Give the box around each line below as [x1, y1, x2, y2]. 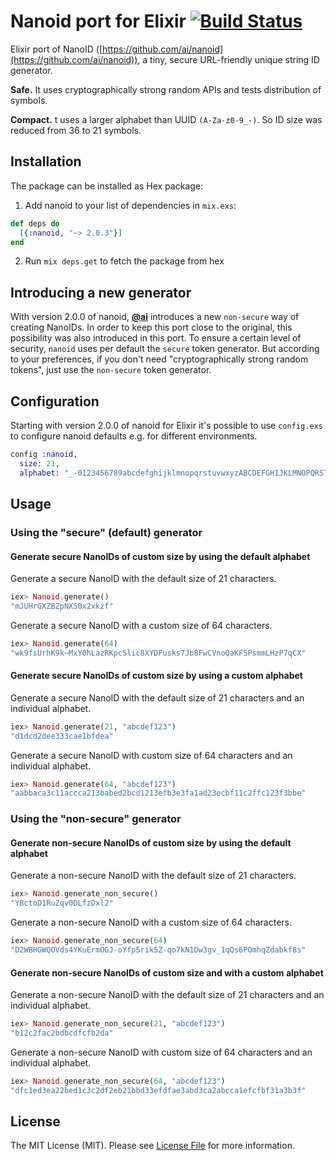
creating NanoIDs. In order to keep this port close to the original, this [10, 321, 293, 334]
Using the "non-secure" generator [10, 812, 182, 826]
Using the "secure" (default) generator [10, 525, 203, 539]
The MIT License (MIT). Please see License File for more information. [10, 1140, 295, 1152]
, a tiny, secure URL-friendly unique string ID [137, 53, 320, 65]
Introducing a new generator [10, 284, 192, 301]
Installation [10, 153, 82, 170]
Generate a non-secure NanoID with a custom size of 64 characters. [10, 916, 293, 929]
